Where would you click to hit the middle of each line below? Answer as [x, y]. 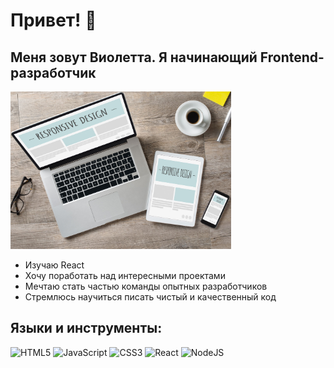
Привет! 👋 [53, 20]
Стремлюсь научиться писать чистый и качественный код [150, 296]
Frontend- [292, 57]
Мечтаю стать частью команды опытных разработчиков [146, 286]
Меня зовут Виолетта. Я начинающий [134, 57]
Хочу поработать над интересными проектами [125, 275]
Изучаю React [54, 265]
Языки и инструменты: [86, 328]
